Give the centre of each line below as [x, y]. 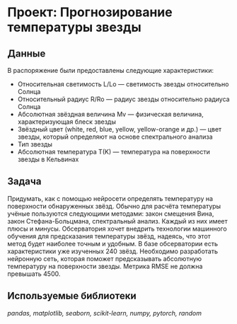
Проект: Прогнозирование [90, 12]
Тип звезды [35, 144]
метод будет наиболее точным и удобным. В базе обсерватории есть [112, 243]
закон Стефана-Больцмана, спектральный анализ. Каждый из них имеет [117, 221]
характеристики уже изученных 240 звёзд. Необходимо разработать [112, 251]
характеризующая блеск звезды [67, 122]
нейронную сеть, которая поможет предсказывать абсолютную [105, 258]
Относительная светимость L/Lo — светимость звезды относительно [123, 84]
